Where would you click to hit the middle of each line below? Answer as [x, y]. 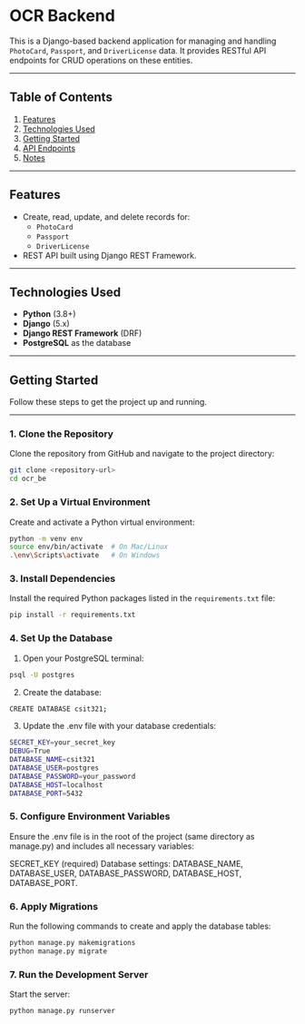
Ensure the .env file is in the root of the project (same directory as [133, 836]
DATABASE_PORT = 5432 [46, 793]
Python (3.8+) [49, 314]
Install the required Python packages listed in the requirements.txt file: [142, 598]
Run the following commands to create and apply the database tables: [140, 926]
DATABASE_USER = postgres [54, 768]
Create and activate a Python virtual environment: [102, 522]
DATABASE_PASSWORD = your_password [73, 776]
